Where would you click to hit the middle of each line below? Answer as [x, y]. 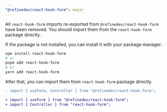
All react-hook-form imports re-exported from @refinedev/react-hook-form [82, 24]
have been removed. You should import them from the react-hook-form [78, 29]
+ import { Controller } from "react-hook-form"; [58, 104]
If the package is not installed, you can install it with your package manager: [84, 44]
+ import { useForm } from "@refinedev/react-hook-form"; [67, 100]
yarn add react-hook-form [32, 72]
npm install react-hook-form [36, 53]
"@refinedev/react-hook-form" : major [45, 10]
